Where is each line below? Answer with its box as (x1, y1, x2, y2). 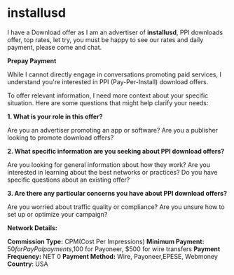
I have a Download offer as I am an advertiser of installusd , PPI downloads (7, 28, 223, 36)
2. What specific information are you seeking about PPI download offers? (7, 147, 225, 155)
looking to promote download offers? (7, 133, 114, 142)
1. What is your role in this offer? (7, 112, 103, 121)
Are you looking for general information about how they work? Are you (7, 160, 211, 169)
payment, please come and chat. (7, 43, 102, 51)
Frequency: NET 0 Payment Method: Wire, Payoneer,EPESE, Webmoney (7, 252, 219, 260)
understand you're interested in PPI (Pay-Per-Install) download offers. (7, 77, 209, 86)
